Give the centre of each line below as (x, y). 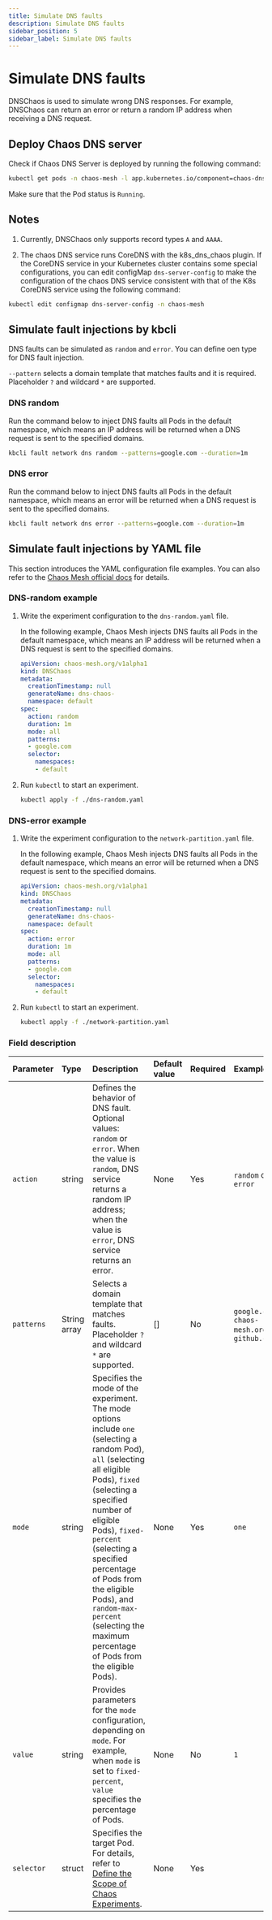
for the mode (114, 1710)
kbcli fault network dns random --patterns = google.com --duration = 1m (128, 453)
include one (113, 1429)
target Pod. (113, 1843)
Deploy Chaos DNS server (75, 144)
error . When (116, 1148)
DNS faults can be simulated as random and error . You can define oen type (133, 349)
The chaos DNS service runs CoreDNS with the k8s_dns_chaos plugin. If (141, 255)
